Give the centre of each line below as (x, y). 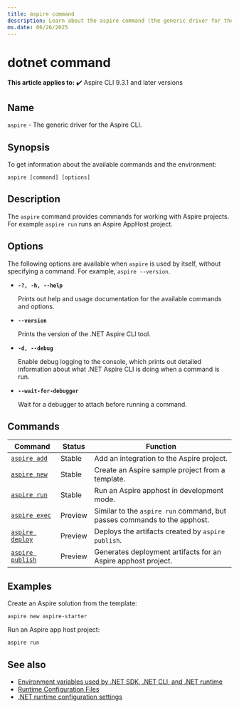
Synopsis (28, 147)
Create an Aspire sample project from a (160, 470)
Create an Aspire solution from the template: (72, 603)
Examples (30, 586)
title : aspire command (41, 14)
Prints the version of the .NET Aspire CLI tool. (84, 334)
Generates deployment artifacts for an (158, 552)
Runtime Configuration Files (58, 689)
